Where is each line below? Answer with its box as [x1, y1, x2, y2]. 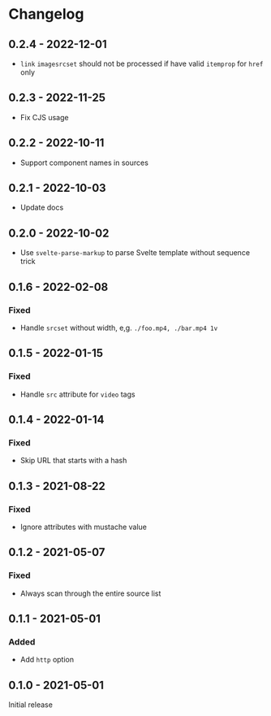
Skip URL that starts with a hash [19, 456, 127, 466]
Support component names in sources [19, 158, 148, 167]
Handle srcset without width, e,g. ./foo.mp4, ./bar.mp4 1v [19, 323, 218, 332]
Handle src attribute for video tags [19, 389, 135, 399]
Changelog [8, 5, 84, 24]
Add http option [19, 655, 75, 665]
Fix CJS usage [19, 112, 69, 122]
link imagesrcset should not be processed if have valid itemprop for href [19, 59, 264, 68]
